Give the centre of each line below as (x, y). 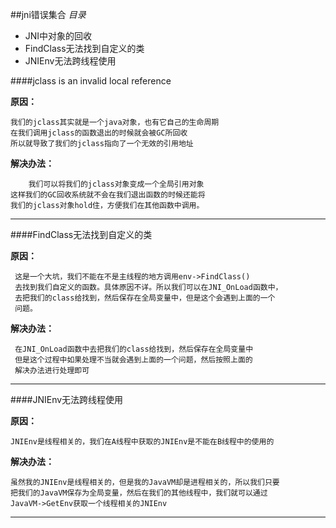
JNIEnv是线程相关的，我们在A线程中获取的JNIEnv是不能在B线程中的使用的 (142, 442)
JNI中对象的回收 (58, 36)
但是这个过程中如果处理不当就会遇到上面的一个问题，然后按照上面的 (133, 360)
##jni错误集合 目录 (48, 14)
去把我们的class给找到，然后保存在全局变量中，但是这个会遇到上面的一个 (145, 298)
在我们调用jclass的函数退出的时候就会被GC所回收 (99, 133)
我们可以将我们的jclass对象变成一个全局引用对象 (116, 184)
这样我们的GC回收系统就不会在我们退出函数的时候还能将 (108, 195)
